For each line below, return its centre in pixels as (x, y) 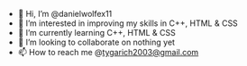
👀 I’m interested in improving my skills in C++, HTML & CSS (128, 23)
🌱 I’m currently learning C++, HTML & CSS (96, 33)
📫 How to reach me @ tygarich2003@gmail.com (108, 52)
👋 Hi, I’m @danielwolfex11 (65, 14)
